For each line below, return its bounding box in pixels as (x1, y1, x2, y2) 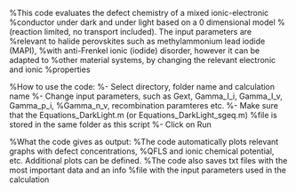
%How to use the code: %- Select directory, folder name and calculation (9, 82, 276, 92)
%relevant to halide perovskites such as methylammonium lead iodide (9, 36, 266, 46)
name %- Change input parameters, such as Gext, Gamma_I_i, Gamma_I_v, (9, 91, 283, 101)
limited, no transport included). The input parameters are (44, 27, 252, 36)
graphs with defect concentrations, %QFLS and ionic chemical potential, (9, 146, 275, 156)
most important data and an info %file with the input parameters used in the (9, 164, 287, 175)
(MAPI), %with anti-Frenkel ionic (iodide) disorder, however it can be (9, 45, 260, 56)
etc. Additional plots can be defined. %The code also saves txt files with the (9, 156, 288, 165)
